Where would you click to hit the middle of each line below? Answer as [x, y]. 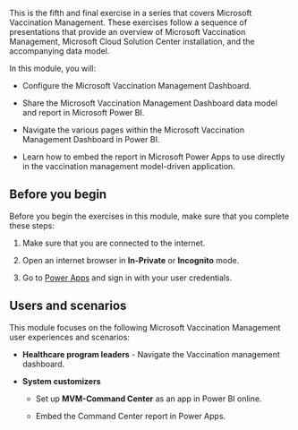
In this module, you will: [53, 68]
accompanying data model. [60, 51]
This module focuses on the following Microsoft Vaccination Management [145, 327]
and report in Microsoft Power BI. [83, 112]
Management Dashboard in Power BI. [91, 139]
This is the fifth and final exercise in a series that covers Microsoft [131, 13]
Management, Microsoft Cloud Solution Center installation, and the [132, 41]
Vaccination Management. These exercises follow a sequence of [128, 22]
